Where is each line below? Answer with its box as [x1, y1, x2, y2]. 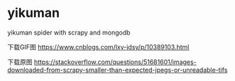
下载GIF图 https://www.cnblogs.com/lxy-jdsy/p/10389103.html [7, 42, 190, 51]
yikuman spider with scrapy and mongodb [7, 28, 131, 37]
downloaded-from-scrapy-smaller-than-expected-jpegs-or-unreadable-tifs [7, 66, 228, 74]
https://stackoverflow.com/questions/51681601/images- [33, 58, 197, 66]
